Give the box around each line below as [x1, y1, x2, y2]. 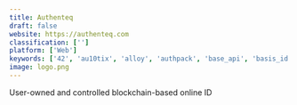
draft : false [9, 21, 58, 30]
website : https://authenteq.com [9, 29, 129, 38]
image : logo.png [9, 63, 69, 72]
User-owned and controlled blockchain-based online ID [9, 86, 213, 98]
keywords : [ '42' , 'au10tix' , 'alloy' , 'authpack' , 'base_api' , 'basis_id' [9, 54, 293, 63]
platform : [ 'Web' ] [9, 46, 77, 55]
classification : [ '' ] [9, 37, 90, 47]
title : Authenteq [9, 12, 74, 22]
